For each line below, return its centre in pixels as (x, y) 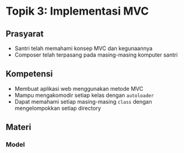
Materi (19, 127)
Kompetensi (29, 74)
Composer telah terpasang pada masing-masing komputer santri (96, 55)
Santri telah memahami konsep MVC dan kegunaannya (83, 48)
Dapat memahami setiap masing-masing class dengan (83, 101)
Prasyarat (25, 34)
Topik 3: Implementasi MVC (77, 11)
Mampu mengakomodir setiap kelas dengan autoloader (84, 95)
